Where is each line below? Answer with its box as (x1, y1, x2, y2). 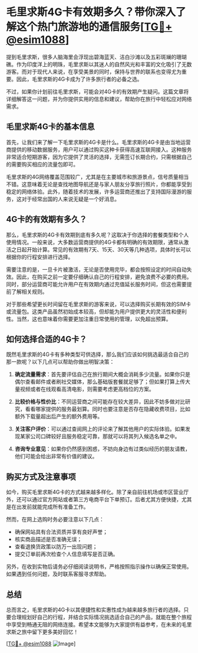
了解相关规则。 (11, 288, 48, 295)
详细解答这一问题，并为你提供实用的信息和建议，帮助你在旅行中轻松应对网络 (6, 95, 192, 102)
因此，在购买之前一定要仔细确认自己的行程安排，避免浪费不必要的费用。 (16, 273, 192, 280)
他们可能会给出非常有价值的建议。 (14, 453, 98, 460)
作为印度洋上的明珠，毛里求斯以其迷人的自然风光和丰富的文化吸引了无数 (16, 60, 192, 68)
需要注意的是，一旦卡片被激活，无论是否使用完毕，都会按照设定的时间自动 (6, 266, 187, 273)
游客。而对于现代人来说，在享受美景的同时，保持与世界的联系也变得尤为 (6, 68, 181, 75)
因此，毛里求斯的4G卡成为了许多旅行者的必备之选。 (16, 75, 143, 83)
